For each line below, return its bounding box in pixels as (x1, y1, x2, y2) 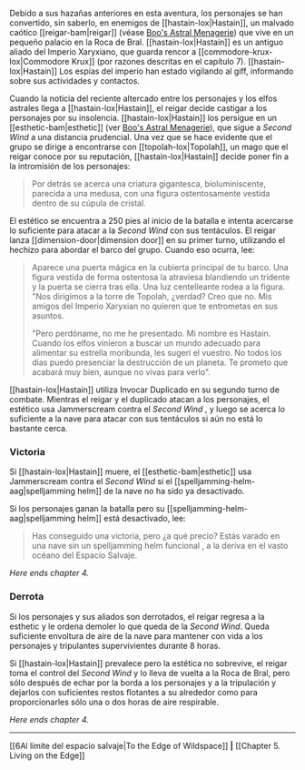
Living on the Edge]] (9, 750, 85, 761)
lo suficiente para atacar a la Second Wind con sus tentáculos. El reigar (9, 225, 277, 236)
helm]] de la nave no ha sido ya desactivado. (76, 486, 245, 497)
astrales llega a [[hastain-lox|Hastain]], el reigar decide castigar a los (9, 103, 268, 113)
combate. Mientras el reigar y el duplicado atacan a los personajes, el (9, 394, 270, 404)
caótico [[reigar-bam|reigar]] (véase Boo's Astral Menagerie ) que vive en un (9, 27, 295, 37)
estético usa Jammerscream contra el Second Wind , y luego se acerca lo (9, 404, 286, 414)
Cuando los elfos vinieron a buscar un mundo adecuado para (31, 338, 261, 349)
